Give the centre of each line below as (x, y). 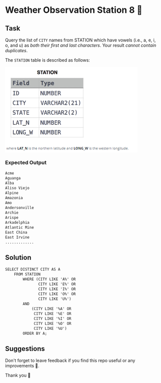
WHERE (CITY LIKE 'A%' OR (49, 279)
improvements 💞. (22, 366)
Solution (18, 258)
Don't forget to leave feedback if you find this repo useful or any (70, 360)
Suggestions (25, 349)
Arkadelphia (17, 223)
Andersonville (20, 208)
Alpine (12, 193)
